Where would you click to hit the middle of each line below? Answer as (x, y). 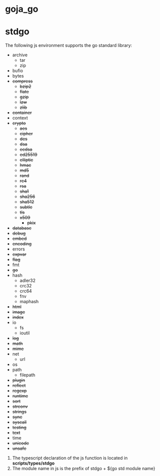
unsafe (19, 448)
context (20, 118)
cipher (26, 134)
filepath (27, 375)
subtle (26, 207)
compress (22, 81)
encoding (22, 244)
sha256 (27, 197)
